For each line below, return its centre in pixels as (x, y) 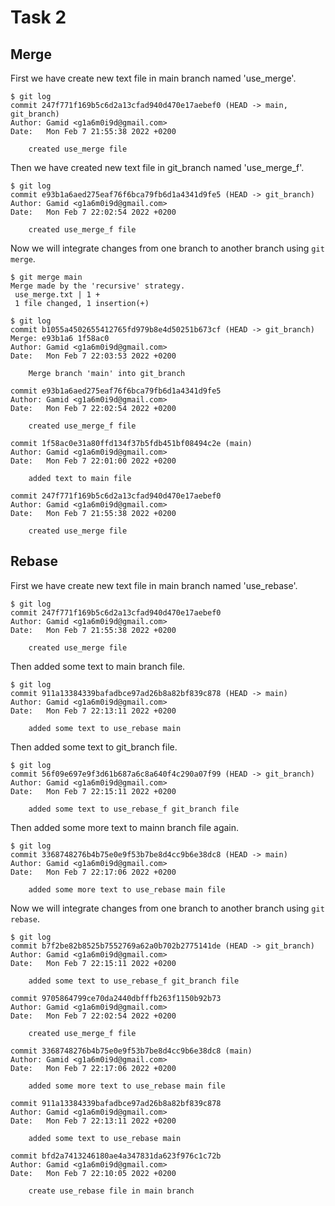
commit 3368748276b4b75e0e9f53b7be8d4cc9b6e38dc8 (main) (131, 1051)
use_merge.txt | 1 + (57, 295)
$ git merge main (46, 277)
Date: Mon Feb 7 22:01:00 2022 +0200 (93, 461)
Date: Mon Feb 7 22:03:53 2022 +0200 (93, 356)
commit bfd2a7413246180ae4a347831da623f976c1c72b (116, 1156)
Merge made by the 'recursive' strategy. (98, 286)
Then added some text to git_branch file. (94, 747)
